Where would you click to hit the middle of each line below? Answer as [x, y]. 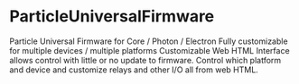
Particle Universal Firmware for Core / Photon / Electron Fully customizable [149, 41]
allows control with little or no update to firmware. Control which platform [145, 60]
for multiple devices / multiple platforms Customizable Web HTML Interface [150, 50]
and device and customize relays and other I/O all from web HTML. [134, 70]
